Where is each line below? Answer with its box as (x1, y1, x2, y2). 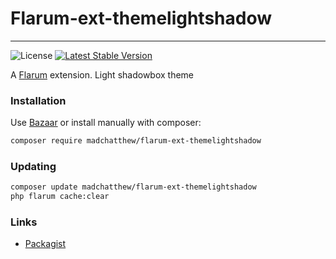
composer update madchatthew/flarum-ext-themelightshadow (10, 182, 257, 192)
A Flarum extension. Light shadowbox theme (10, 68, 195, 81)
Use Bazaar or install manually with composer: (10, 117, 202, 129)
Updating (10, 160, 57, 174)
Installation (10, 93, 67, 107)
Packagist (24, 238, 67, 250)
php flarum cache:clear (10, 192, 110, 202)
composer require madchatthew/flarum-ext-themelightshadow (10, 136, 262, 146)
